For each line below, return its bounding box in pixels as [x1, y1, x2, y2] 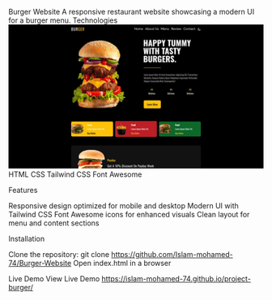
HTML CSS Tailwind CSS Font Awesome [8, 169, 142, 179]
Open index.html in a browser [73, 258, 172, 268]
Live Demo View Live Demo [8, 273, 100, 283]
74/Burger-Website [8, 258, 72, 268]
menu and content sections [8, 218, 100, 228]
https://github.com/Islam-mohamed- [111, 249, 233, 259]
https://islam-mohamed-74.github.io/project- [101, 273, 251, 283]
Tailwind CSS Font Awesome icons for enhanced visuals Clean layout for [8, 209, 250, 219]
